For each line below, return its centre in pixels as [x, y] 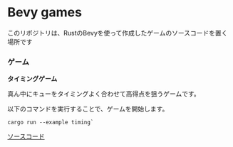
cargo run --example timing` [51, 123]
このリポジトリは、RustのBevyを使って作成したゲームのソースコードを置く [118, 33]
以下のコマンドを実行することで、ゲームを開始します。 [88, 109]
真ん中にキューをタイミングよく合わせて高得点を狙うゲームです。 [104, 94]
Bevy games [45, 12]
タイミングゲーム [32, 79]
